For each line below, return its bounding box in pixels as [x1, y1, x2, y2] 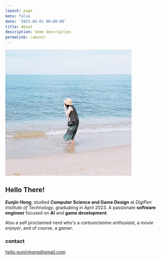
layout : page [5, 8, 33, 13]
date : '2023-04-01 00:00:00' [5, 19, 67, 24]
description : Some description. [5, 29, 73, 35]
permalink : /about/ [5, 35, 46, 40]
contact [5, 237, 25, 244]
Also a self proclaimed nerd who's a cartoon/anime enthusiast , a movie [5, 220, 154, 226]
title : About [5, 24, 33, 29]
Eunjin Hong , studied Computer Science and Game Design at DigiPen [5, 199, 152, 205]
